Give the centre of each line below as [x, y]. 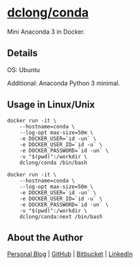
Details [22, 53]
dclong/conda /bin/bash [54, 163]
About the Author [45, 237]
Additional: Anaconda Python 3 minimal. [63, 83]
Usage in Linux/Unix [51, 105]
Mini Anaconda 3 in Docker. [46, 32]
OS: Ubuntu [24, 69]
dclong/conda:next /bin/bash [61, 217]
